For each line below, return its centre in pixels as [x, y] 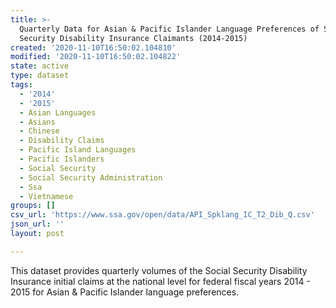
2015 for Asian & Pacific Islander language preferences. [125, 292]
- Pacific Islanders [62, 159]
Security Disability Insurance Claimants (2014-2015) [133, 38]
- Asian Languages [58, 112]
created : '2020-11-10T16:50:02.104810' [93, 47]
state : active [40, 66]
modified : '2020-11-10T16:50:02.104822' [96, 57]
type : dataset [40, 76]
